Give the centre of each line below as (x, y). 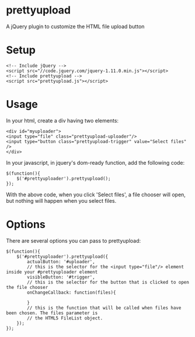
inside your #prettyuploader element (52, 272)
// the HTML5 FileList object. (65, 318)
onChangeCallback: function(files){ (72, 292)
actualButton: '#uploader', (61, 261)
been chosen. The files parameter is (52, 313)
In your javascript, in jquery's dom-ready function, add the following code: (95, 162)
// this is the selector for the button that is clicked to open (108, 282)
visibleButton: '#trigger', (61, 277)
